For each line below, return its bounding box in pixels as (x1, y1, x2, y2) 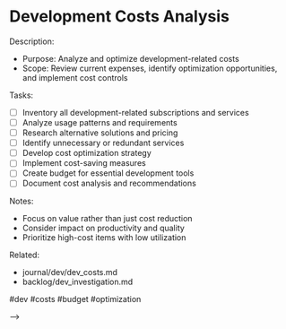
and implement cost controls (22, 72, 128, 82)
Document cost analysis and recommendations (22, 177, 197, 189)
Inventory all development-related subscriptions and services (22, 107, 249, 117)
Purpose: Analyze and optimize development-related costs (22, 53, 239, 64)
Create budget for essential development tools (22, 168, 195, 178)
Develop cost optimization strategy (22, 148, 152, 159)
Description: (9, 36, 55, 47)
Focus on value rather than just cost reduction (22, 213, 193, 224)
